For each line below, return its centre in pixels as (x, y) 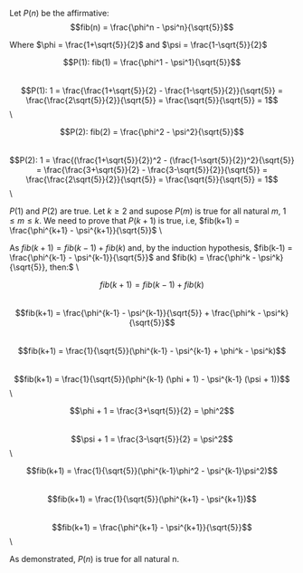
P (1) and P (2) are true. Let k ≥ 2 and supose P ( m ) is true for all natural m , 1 (148, 211)
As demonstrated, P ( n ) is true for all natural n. (94, 559)
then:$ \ (64, 267)
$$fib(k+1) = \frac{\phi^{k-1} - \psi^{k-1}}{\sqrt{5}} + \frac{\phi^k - (138, 313)
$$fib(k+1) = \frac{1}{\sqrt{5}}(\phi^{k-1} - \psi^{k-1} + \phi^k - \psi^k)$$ (152, 351)
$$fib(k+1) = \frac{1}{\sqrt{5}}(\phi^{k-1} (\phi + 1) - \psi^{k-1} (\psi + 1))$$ (152, 379)
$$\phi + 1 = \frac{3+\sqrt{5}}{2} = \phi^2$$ (152, 411)
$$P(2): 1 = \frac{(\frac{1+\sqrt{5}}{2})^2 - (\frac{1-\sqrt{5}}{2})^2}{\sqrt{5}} (152, 160)
